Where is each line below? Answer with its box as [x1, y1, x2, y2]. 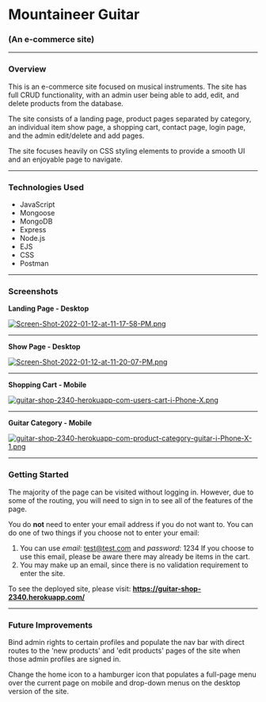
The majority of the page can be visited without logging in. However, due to [8, 487, 254, 497]
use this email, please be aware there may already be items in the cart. [19, 551, 251, 561]
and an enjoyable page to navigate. [8, 155, 123, 164]
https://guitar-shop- [132, 584, 202, 593]
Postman [19, 259, 49, 269]
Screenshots [8, 286, 59, 296]
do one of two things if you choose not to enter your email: [8, 528, 199, 537]
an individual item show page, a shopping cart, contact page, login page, [8, 122, 246, 132]
